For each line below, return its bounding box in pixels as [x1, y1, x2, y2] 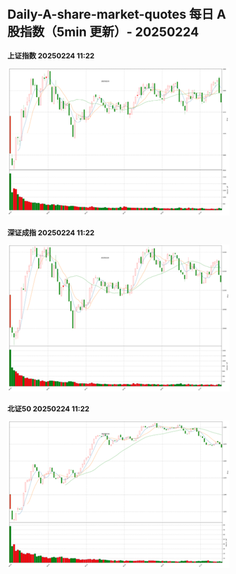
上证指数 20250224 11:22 [7, 51, 95, 61]
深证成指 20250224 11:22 [7, 227, 95, 237]
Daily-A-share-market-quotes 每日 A [7, 6, 227, 23]
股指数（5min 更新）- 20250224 [7, 24, 199, 40]
